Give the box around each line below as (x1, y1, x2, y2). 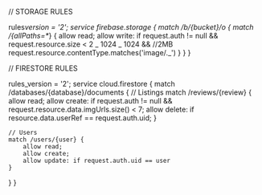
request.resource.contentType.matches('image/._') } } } (8, 48, 191, 57)
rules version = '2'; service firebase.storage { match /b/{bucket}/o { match (8, 22, 255, 31)
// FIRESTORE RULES (8, 63, 78, 73)
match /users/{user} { (8, 136, 84, 144)
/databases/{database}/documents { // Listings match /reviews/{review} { (8, 87, 252, 97)
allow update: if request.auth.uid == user (23, 156, 171, 165)
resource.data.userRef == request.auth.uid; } (8, 113, 157, 123)
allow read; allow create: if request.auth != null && (8, 96, 173, 105)
